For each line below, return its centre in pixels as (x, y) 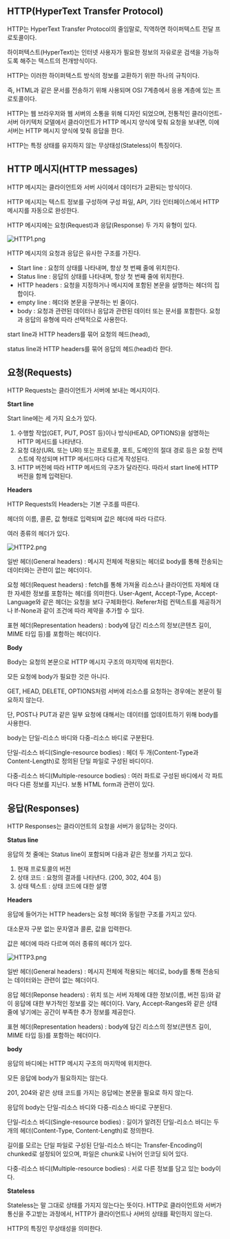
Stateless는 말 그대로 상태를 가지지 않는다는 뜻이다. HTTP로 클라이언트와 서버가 (114, 1205)
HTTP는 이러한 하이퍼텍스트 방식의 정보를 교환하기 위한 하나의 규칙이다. (103, 75)
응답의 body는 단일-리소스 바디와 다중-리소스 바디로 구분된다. (90, 1107)
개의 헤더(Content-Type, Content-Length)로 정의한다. (81, 1131)
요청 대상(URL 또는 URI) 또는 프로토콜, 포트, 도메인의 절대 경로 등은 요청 (113, 450)
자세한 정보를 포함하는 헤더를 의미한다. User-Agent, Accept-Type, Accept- (116, 593)
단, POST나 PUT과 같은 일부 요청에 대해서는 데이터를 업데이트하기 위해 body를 (113, 715)
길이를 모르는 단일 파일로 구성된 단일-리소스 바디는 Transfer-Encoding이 (105, 1145)
